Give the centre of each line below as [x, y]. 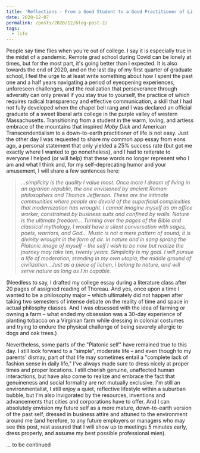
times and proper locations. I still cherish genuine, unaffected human [90, 370]
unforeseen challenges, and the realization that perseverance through [92, 89]
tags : [13, 28]
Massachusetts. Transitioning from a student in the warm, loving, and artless [100, 120]
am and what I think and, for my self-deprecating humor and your [86, 165]
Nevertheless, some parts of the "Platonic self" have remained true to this [97, 345]
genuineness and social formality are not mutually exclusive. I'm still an [93, 383]
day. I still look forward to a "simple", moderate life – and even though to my [99, 351]
